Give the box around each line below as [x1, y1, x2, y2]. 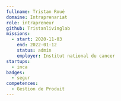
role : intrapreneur [6, 20, 55, 26]
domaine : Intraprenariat [6, 14, 68, 20]
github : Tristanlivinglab [6, 25, 70, 31]
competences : [6, 81, 39, 87]
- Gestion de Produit [11, 86, 65, 92]
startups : [6, 58, 31, 64]
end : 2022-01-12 [17, 42, 58, 48]
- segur [11, 75, 31, 81]
